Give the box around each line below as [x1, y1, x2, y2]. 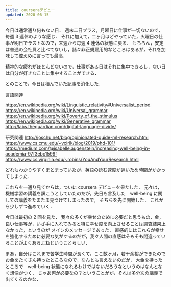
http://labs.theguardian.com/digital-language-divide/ [5, 123, 116, 129]
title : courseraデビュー [5, 7, 55, 13]
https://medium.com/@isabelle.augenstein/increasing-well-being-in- [5, 145, 150, 151]
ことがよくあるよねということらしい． [9, 239, 90, 246]
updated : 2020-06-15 [5, 12, 50, 17]
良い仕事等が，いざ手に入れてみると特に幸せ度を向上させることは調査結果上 [5, 220, 166, 227]
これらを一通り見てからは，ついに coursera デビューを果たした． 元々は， [5, 184, 162, 190]
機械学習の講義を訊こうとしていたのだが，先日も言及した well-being [5, 190, 153, 196]
